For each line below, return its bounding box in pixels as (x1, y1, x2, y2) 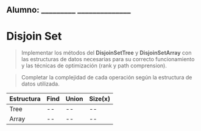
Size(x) (89, 95, 111, 103)
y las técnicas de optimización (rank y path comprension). (21, 62, 167, 69)
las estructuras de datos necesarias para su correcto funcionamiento (21, 56, 195, 63)
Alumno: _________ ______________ (6, 5, 131, 15)
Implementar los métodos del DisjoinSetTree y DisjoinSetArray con (21, 49, 192, 56)
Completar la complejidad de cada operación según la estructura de (21, 74, 192, 81)
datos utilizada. (21, 80, 60, 87)
